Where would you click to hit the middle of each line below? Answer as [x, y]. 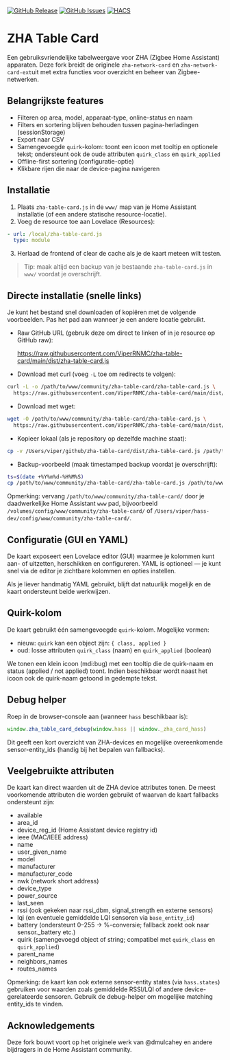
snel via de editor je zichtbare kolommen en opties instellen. [92, 571]
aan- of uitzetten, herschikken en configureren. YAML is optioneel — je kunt [114, 564]
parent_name [36, 954]
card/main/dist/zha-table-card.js [63, 361]
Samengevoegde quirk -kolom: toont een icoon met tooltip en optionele [117, 146]
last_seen [30, 903]
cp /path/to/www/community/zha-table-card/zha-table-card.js [96, 483]
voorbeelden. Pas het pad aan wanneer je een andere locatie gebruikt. [106, 320]
